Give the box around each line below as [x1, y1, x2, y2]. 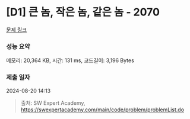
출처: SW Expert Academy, [20, 99, 85, 107]
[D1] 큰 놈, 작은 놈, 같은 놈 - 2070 [6, 5, 160, 19]
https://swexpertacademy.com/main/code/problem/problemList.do [20, 106, 185, 113]
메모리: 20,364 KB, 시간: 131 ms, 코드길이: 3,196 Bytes [6, 57, 135, 64]
